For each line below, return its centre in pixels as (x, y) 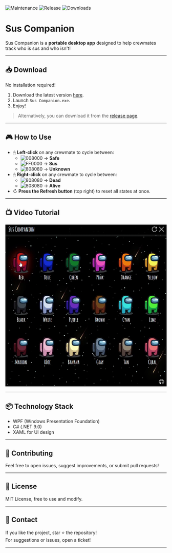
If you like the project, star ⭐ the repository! (51, 532)
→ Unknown (57, 169)
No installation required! (30, 85)
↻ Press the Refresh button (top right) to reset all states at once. (82, 191)
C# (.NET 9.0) (27, 427)
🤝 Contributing (29, 453)
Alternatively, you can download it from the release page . (78, 116)
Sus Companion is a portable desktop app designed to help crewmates (81, 43)
